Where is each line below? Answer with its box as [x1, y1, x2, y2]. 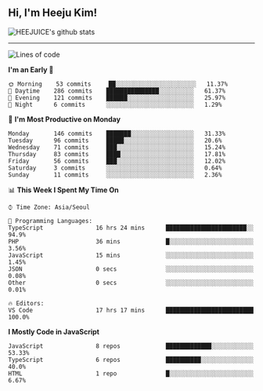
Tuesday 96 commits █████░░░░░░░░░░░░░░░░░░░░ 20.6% [8, 137, 222, 144]
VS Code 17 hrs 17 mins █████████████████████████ [8, 306, 254, 314]
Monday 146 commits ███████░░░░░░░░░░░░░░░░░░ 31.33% [8, 130, 225, 137]
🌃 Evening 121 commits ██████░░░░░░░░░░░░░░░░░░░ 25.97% [8, 93, 225, 101]
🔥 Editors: [8, 299, 45, 307]
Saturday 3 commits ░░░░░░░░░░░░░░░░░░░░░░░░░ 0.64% [8, 164, 222, 172]
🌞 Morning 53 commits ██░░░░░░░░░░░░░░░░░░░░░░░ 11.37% [8, 80, 229, 88]
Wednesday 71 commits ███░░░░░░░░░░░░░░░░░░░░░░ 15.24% [8, 143, 225, 152]
